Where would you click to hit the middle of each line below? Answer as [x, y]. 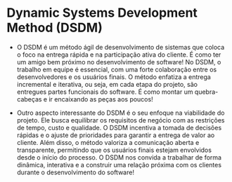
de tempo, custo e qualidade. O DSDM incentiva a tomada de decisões [119, 127]
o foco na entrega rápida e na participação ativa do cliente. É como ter [119, 55]
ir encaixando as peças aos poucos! [101, 99]
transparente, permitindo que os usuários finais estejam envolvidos [114, 150]
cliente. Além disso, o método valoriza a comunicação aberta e [108, 142]
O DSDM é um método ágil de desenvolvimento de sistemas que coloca [121, 47]
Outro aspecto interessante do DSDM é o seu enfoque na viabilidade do [121, 113]
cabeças [29, 99]
